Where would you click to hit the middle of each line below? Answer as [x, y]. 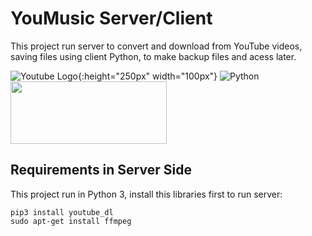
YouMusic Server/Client [111, 18]
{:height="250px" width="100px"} [147, 76]
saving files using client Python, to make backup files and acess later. [153, 56]
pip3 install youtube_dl [62, 212]
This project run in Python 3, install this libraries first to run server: [146, 194]
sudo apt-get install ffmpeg [71, 221]
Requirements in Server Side [101, 170]
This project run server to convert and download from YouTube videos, [156, 46]
